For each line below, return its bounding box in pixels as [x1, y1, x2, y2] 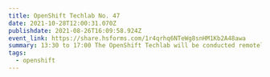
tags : [8, 49, 27, 57]
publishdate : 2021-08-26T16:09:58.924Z [8, 26, 142, 34]
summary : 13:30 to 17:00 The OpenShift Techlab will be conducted [8, 42, 235, 50]
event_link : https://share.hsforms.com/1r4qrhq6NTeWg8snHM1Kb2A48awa [8, 34, 247, 43]
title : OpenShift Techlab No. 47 [8, 11, 121, 20]
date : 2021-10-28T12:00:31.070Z [8, 19, 117, 27]
